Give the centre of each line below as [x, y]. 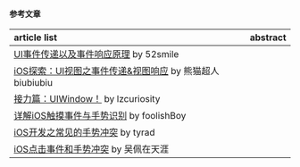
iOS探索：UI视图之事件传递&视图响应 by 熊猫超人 [117, 71]
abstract [268, 38]
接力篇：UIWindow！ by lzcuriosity [87, 99]
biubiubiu [33, 83]
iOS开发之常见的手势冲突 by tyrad [84, 132]
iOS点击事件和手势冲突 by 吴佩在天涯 [92, 149]
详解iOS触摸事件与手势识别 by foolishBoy [100, 116]
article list [36, 38]
